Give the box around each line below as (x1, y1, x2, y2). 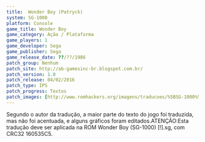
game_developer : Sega (6, 43, 62, 49)
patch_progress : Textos (6, 88, 67, 94)
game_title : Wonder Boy (6, 26, 67, 32)
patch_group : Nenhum (6, 60, 59, 66)
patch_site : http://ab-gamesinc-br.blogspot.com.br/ (6, 65, 143, 72)
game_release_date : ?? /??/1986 (6, 54, 86, 60)
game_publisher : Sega (6, 49, 62, 55)
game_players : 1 (6, 37, 48, 43)
